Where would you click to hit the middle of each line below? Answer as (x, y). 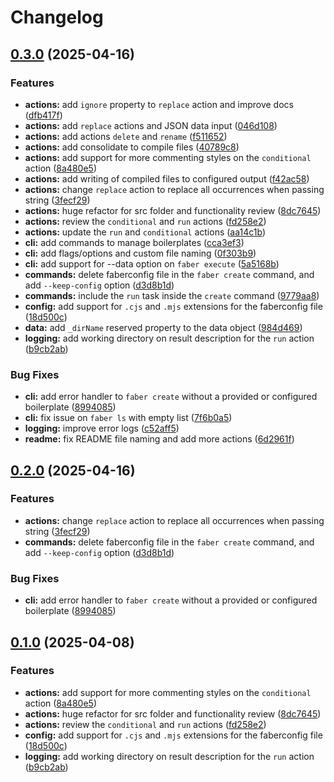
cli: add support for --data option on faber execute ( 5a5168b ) (152, 263)
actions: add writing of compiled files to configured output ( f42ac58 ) (167, 178)
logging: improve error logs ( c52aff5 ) (102, 428)
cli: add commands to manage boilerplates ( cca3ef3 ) (134, 242)
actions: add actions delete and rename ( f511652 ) (126, 136)
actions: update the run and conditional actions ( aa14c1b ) (145, 232)
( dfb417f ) (43, 115)
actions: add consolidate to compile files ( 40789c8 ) (132, 147)
